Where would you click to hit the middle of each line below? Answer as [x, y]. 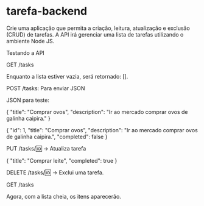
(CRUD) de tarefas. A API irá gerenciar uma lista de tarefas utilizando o [95, 34]
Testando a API [25, 52]
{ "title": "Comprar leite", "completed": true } [62, 160]
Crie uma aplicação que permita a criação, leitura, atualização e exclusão [98, 28]
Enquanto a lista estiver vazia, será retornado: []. [67, 76]
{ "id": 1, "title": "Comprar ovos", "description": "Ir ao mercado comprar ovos [102, 130]
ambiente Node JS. [30, 41]
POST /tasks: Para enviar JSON [46, 88]
